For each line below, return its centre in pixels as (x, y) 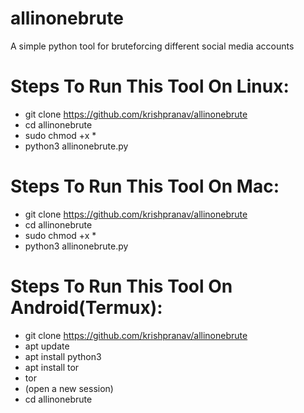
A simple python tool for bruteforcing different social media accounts (152, 46)
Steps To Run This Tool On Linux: (150, 86)
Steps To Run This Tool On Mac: (145, 186)
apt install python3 (63, 356)
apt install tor (52, 367)
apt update (47, 346)
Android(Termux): (86, 308)
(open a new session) (69, 388)
